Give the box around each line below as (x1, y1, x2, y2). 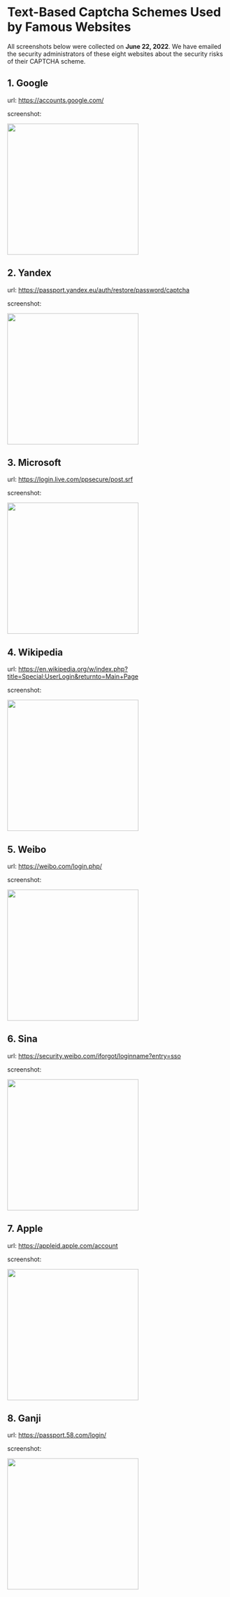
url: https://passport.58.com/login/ (7, 1431, 107, 1440)
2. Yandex (7, 267, 52, 279)
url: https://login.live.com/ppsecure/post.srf (7, 475, 134, 483)
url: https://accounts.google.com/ (7, 96, 104, 104)
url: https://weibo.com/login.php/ (7, 862, 103, 870)
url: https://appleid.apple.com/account (7, 1241, 118, 1249)
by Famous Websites (7, 19, 131, 35)
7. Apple (7, 1223, 43, 1235)
